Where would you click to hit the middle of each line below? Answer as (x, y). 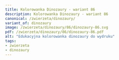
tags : (11, 41)
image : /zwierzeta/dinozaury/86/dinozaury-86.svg (57, 28)
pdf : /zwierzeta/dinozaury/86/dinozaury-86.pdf (55, 32)
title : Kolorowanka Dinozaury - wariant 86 (50, 9)
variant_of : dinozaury (28, 23)
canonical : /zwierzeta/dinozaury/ (40, 18)
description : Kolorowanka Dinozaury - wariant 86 (57, 14)
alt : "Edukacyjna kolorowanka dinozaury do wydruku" (60, 37)
